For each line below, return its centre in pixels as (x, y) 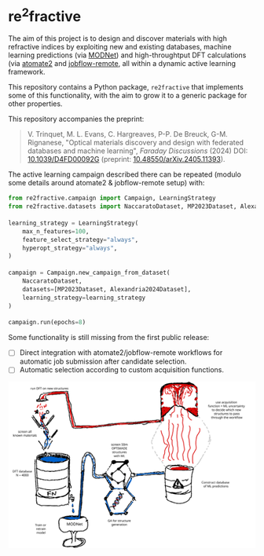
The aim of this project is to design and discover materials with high (118, 38)
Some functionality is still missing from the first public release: (109, 338)
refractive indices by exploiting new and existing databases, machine (120, 47)
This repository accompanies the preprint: (76, 119)
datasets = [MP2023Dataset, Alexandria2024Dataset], (107, 289)
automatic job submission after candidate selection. (103, 361)
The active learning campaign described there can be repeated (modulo (125, 174)
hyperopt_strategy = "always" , (70, 248)
